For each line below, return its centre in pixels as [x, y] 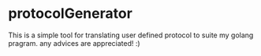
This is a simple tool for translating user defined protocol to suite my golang [131, 35]
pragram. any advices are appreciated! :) [74, 43]
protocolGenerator [70, 14]
